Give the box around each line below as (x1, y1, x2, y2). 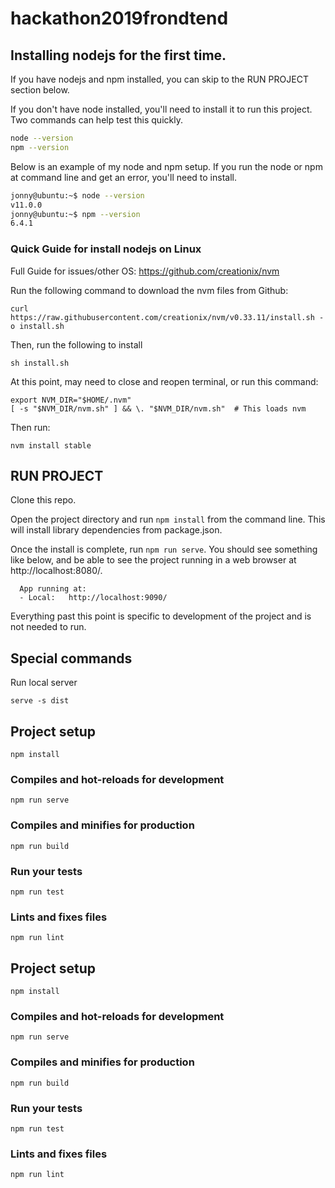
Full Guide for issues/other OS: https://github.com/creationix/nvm (10, 265, 280, 277)
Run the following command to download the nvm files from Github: (10, 284, 289, 296)
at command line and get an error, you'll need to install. (10, 171, 237, 183)
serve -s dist (10, 696, 70, 706)
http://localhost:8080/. (10, 565, 103, 577)
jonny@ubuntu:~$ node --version (10, 190, 145, 201)
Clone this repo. (10, 494, 77, 506)
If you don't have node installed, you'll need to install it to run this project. (10, 103, 313, 115)
